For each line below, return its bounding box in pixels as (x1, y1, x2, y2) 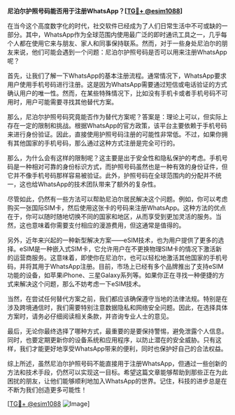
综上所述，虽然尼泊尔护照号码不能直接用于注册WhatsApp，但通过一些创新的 (7, 360, 227, 367)
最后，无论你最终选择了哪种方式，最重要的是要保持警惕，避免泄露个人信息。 (7, 327, 228, 335)
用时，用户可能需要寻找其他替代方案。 (7, 98, 117, 106)
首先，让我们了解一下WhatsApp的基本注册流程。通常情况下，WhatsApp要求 (7, 71, 227, 80)
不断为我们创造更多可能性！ (7, 386, 87, 394)
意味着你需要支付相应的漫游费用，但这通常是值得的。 (31, 221, 185, 230)
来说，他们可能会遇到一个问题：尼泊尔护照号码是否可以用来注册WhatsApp (13, 48, 227, 56)
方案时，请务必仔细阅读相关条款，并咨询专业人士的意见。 (7, 312, 173, 321)
